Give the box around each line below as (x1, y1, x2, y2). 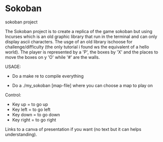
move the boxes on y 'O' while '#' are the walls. (5, 54, 100, 60)
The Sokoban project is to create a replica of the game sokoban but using (5, 28, 152, 34)
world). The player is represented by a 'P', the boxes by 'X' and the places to (5, 49, 158, 55)
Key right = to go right (12, 117, 56, 123)
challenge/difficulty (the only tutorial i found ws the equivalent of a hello (5, 44, 149, 50)
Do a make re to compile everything (12, 73, 84, 79)
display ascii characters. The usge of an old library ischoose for (5, 38, 133, 44)
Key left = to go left (12, 106, 51, 112)
